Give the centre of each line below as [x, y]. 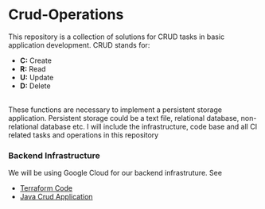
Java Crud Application [56, 197]
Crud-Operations [66, 15]
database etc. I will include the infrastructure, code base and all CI [148, 126]
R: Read [33, 68]
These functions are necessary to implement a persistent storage [115, 110]
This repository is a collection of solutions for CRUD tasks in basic [117, 37]
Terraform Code [46, 188]
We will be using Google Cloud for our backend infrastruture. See [115, 173]
